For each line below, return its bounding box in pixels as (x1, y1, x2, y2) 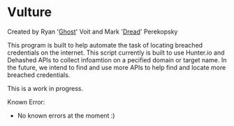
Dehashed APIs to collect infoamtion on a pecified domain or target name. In (7, 55, 227, 64)
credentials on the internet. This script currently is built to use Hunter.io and (7, 48, 225, 57)
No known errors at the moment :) (17, 111, 115, 120)
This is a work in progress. (7, 84, 84, 92)
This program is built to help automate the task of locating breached (7, 41, 203, 49)
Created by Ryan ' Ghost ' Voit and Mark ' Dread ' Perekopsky (7, 27, 178, 36)
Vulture (7, 4, 52, 20)
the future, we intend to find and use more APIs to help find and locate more (7, 63, 226, 71)
